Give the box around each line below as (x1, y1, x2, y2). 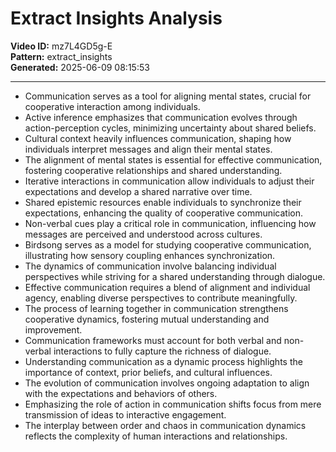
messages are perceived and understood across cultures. (24, 228, 263, 240)
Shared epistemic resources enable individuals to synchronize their (24, 196, 302, 208)
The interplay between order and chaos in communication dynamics (24, 419, 307, 431)
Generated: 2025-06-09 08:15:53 (10, 61, 150, 73)
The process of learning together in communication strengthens (24, 302, 289, 314)
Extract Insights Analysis (10, 7, 223, 30)
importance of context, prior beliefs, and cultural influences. (24, 366, 273, 378)
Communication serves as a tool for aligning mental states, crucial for (24, 90, 312, 102)
